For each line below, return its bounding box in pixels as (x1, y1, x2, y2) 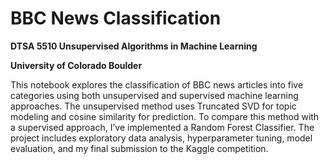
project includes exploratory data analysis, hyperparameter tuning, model (10, 132, 313, 144)
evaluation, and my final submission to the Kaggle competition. (10, 142, 269, 154)
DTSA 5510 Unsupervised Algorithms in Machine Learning (10, 40, 258, 52)
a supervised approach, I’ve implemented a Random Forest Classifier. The (10, 121, 315, 133)
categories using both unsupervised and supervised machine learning (10, 89, 299, 101)
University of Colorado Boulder (10, 59, 143, 71)
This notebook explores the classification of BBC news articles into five (10, 78, 304, 91)
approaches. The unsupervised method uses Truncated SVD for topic (10, 100, 297, 112)
